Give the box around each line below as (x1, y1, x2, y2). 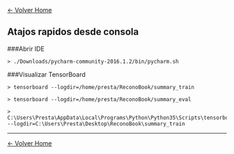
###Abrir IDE (7, 45, 45, 53)
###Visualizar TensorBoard (7, 70, 86, 79)
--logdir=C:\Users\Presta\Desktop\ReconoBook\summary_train (7, 120, 186, 128)
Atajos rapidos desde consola (7, 26, 139, 38)
